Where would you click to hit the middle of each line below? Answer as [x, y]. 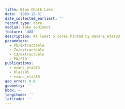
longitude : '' [19, 95]
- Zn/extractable [27, 50]
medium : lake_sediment [28, 27]
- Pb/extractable [27, 45]
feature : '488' [20, 32]
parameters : [17, 41]
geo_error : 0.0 [20, 81]
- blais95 [19, 72]
